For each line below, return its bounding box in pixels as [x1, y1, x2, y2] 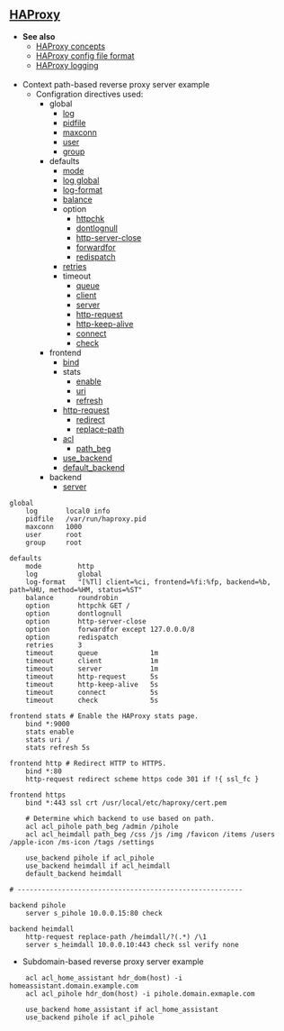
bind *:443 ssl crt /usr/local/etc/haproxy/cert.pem [25, 798, 227, 807]
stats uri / [25, 734, 70, 744]
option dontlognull [25, 608, 123, 618]
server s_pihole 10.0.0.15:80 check [25, 908, 164, 917]
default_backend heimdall [25, 869, 123, 878]
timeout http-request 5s [25, 671, 159, 681]
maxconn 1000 [25, 522, 83, 531]
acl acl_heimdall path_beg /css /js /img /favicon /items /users [25, 829, 276, 839]
